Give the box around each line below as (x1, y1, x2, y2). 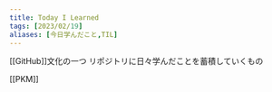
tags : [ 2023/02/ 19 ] (9, 22, 83, 31)
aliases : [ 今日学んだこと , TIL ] (9, 30, 118, 39)
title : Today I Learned (9, 13, 100, 23)
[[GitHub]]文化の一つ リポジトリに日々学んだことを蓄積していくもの (9, 56, 264, 67)
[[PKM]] (9, 74, 39, 85)
